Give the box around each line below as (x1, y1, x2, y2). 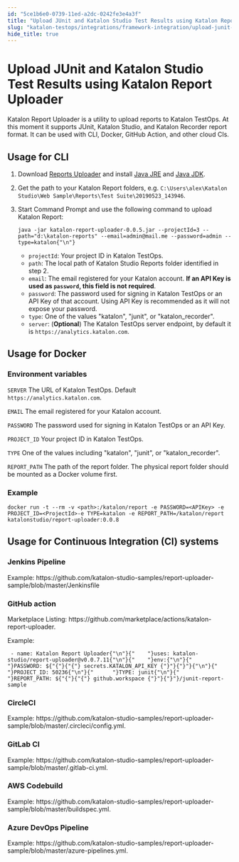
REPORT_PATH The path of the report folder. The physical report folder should (7, 462, 229, 471)
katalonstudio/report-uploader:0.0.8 (7, 516, 119, 523)
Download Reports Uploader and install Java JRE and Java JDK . (17, 170, 206, 178)
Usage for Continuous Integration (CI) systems (7, 536, 219, 548)
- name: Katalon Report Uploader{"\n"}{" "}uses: (10, 650, 171, 657)
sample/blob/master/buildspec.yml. (7, 804, 112, 813)
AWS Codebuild (7, 781, 63, 791)
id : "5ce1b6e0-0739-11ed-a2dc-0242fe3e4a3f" (7, 10, 142, 18)
